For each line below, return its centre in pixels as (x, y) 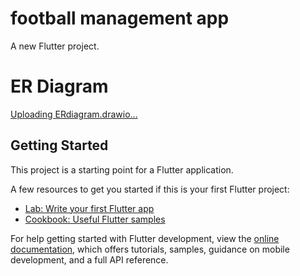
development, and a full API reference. (89, 259)
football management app (120, 18)
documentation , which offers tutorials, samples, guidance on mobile (150, 249)
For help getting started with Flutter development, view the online (145, 238)
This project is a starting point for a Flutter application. (122, 169)
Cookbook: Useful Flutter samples (95, 219)
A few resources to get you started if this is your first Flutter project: (150, 189)
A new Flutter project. (55, 46)
